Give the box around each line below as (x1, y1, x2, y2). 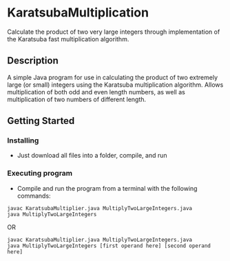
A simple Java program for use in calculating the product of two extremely (7, 73, 218, 81)
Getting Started (7, 115, 75, 127)
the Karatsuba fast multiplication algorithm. (7, 34, 129, 43)
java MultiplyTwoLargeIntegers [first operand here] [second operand (7, 242, 211, 249)
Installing (7, 136, 39, 145)
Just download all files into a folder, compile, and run (17, 152, 167, 160)
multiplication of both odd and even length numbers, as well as (7, 87, 186, 96)
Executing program (7, 169, 73, 178)
